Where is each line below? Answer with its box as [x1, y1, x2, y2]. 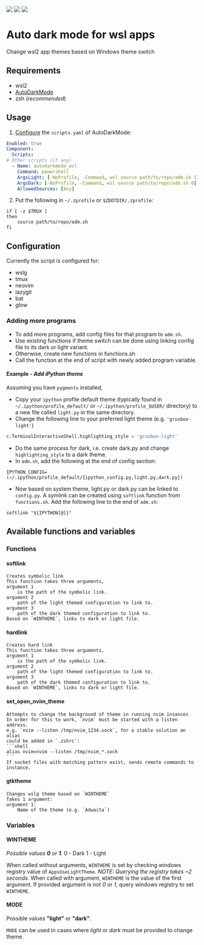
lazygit [15, 288, 32, 296]
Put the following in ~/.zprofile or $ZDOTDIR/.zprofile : [15, 197, 154, 204]
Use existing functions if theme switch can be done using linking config [15, 337, 194, 344]
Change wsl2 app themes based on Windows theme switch [6, 48, 155, 55]
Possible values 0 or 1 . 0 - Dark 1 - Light [6, 849, 106, 857]
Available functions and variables [6, 526, 135, 537]
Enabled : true [6, 140, 42, 146]
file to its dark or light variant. [15, 343, 89, 350]
